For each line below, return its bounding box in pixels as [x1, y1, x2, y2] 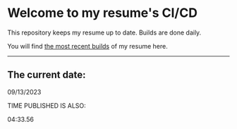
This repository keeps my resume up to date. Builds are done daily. [7, 28, 202, 37]
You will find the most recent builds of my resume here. [7, 42, 168, 50]
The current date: [7, 69, 86, 81]
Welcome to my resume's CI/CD [7, 5, 197, 21]
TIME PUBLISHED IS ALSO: [7, 101, 86, 110]
